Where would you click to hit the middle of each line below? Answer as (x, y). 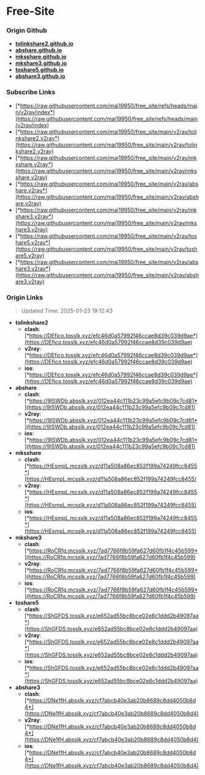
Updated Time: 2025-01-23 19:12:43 (67, 311)
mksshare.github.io (41, 57)
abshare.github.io (39, 50)
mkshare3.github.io (41, 63)
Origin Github (27, 31)
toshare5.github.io (39, 70)
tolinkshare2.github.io (44, 44)
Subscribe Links (31, 92)
